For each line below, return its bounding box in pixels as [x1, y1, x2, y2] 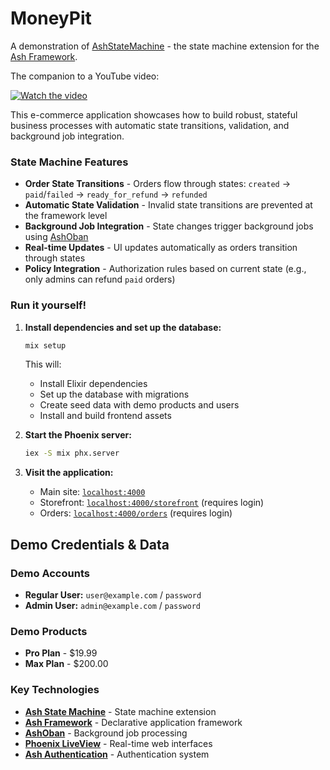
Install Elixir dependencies [39, 378, 148, 390]
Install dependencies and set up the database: [24, 321, 222, 333]
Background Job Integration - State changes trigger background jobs [24, 220, 314, 232]
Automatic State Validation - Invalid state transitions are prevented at [24, 199, 313, 211]
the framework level [24, 210, 108, 222]
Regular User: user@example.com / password [24, 588, 202, 601]
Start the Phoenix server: [24, 429, 132, 441]
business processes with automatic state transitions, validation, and [10, 119, 290, 131]
